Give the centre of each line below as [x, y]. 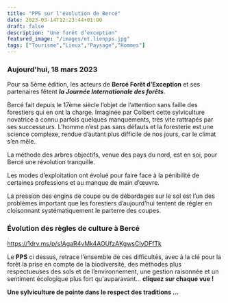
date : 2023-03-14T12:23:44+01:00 [55, 20]
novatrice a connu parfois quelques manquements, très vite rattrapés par [110, 120]
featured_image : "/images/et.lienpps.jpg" [68, 39]
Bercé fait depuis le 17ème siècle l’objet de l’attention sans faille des [102, 105]
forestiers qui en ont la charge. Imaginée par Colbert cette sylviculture [106, 112]
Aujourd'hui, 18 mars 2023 [52, 69]
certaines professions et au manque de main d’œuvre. [83, 183]
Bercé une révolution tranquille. [51, 162]
